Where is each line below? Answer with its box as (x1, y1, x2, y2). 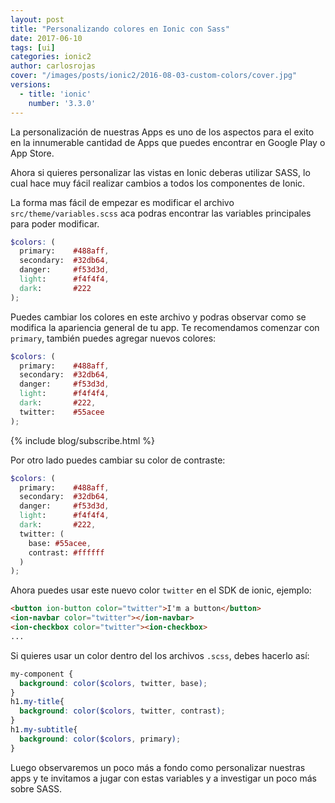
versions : (10, 80, 52, 90)
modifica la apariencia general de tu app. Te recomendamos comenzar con (10, 321, 320, 333)
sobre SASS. (10, 782, 63, 795)
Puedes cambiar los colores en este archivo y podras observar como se (10, 311, 307, 323)
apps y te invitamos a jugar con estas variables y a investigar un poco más (10, 772, 317, 784)
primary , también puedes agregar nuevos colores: (10, 332, 217, 344)
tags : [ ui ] (10, 42, 56, 53)
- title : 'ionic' (19, 89, 92, 99)
